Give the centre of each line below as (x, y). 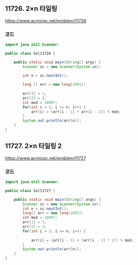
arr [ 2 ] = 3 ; (35, 227)
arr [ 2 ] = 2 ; (35, 98)
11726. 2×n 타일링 (31, 9)
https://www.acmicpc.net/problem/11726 (46, 20)
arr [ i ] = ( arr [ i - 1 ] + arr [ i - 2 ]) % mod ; (76, 112)
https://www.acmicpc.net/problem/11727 (46, 158)
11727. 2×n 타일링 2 (34, 146)
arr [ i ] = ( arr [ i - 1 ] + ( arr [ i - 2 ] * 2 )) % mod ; (82, 240)
